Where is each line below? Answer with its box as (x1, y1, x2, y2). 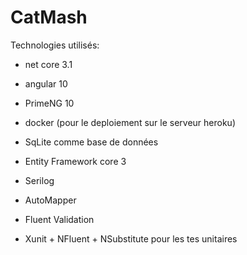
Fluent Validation (24, 213, 95, 225)
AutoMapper (24, 194, 77, 206)
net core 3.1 (24, 58, 73, 70)
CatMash (10, 6, 88, 29)
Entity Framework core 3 (24, 155, 127, 167)
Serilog (24, 174, 55, 186)
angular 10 (24, 77, 68, 90)
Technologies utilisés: (10, 39, 100, 51)
